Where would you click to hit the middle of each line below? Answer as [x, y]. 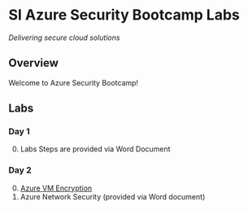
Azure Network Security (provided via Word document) [113, 196]
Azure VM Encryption [56, 188]
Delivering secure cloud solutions [64, 37]
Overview [34, 63]
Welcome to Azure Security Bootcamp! [74, 82]
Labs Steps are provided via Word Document [95, 149]
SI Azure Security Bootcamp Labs [124, 15]
